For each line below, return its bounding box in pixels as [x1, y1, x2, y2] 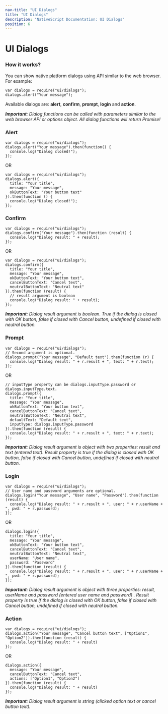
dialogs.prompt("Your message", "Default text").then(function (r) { [5, 354, 154, 360]
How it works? [5, 61, 41, 68]
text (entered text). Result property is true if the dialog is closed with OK [5, 449, 154, 455]
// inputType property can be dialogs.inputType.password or [5, 382, 136, 387]
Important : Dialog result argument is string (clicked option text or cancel [5, 698, 156, 704]
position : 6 [5, 21, 30, 27]
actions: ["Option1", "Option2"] [10, 676, 80, 681]
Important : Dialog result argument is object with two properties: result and [5, 444, 160, 450]
